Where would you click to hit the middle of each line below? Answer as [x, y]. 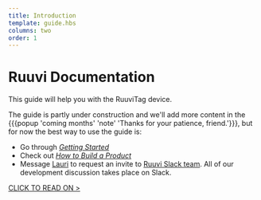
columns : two [30, 30]
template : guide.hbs [43, 23]
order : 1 [23, 38]
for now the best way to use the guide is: [75, 131]
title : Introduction [43, 16]
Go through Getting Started [64, 147]
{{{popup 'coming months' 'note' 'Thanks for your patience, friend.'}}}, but [130, 124]
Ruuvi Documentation [82, 77]
